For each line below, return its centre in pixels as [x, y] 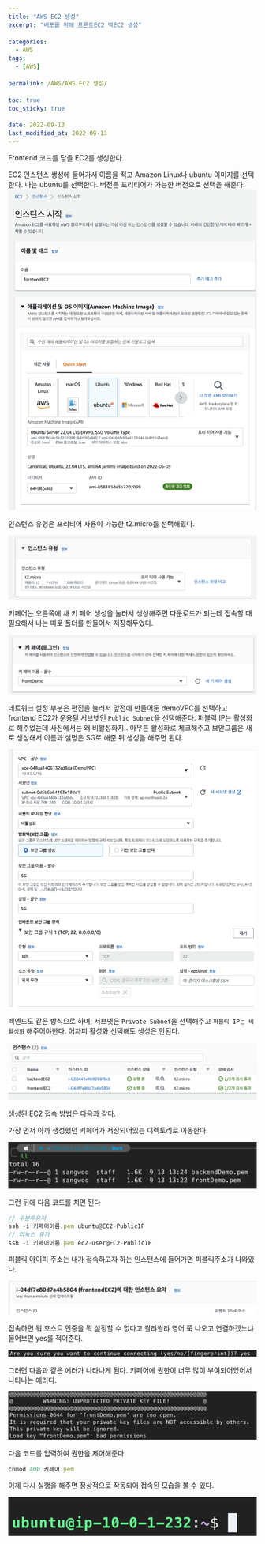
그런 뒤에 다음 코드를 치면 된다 [54, 1202]
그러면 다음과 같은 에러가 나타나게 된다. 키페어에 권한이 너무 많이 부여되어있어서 [130, 1370]
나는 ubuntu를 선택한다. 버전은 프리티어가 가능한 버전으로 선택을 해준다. [135, 184]
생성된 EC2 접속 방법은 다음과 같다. [62, 1113]
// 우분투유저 [27, 1218]
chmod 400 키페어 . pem [41, 1470]
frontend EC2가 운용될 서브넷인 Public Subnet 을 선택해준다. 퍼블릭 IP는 [120, 718]
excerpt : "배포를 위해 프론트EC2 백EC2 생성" [75, 25]
